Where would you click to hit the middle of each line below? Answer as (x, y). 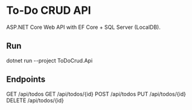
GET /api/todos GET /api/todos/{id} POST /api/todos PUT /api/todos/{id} (96, 94)
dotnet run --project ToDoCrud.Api (50, 60)
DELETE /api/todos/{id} (35, 100)
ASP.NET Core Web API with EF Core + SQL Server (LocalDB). (84, 27)
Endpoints (26, 80)
